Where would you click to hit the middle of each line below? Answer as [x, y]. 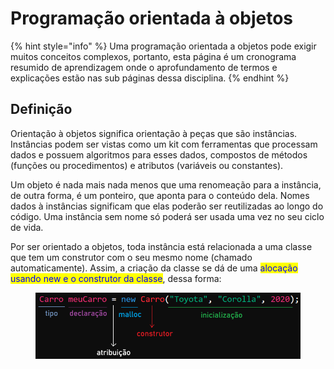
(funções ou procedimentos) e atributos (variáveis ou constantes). [147, 165]
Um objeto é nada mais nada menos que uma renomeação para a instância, [166, 184]
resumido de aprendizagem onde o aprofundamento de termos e [144, 67]
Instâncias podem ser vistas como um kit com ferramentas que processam [164, 144]
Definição [41, 109]
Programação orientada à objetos [152, 18]
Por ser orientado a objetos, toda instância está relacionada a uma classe [161, 246]
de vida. [27, 227]
